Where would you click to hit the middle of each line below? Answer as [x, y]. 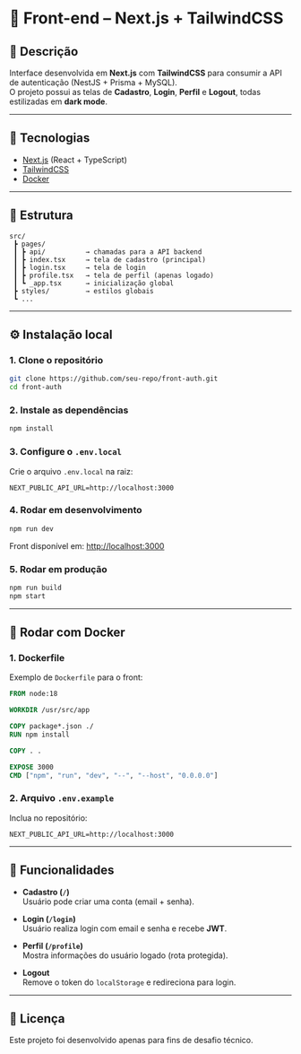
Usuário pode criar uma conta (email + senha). [108, 902]
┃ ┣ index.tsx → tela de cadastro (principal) [109, 259]
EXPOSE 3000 [31, 767]
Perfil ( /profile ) [52, 945]
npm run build [36, 588]
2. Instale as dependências [69, 410]
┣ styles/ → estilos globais [83, 291]
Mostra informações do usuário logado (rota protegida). [125, 955]
